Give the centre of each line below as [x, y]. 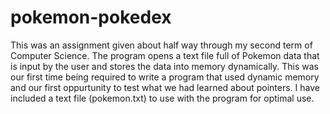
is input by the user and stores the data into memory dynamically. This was [165, 66]
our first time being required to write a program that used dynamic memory [165, 77]
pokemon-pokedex [91, 17]
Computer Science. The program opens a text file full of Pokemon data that [165, 55]
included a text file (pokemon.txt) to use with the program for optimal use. [162, 98]
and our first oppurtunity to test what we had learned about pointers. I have [165, 87]
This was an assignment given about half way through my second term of [161, 45]
